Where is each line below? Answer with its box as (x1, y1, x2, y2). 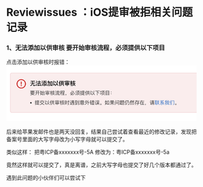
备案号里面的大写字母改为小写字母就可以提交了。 (6, 135, 128, 142)
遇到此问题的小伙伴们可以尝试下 (6, 174, 86, 181)
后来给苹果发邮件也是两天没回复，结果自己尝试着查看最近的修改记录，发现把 (6, 128, 197, 135)
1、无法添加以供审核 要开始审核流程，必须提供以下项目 (6, 43, 165, 52)
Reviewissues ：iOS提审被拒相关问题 (6, 5, 193, 19)
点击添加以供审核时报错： (6, 59, 70, 66)
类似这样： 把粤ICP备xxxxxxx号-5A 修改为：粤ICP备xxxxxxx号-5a (6, 148, 170, 156)
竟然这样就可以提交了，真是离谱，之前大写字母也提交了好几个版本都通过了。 (6, 161, 197, 168)
